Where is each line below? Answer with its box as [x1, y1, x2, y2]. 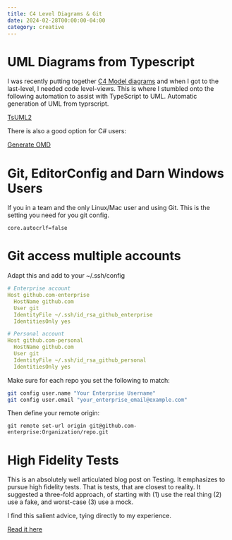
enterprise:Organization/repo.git [7, 429, 109, 436]
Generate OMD [7, 140, 51, 149]
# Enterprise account [7, 285, 71, 293]
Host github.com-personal [7, 337, 83, 344]
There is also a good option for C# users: [7, 127, 127, 135]
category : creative [7, 23, 65, 30]
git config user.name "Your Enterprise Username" [7, 389, 157, 397]
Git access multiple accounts [7, 248, 181, 264]
